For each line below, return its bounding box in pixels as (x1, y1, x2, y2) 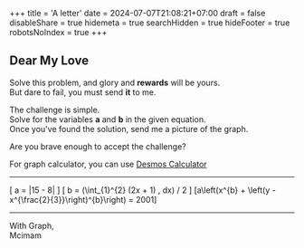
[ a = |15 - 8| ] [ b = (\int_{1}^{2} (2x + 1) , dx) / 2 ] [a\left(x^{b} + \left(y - (9, 185, 276, 196)
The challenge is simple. (9, 104, 100, 115)
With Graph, (9, 220, 54, 231)
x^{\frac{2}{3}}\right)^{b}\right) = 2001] (9, 194, 157, 205)
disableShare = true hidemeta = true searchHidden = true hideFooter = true (9, 17, 290, 28)
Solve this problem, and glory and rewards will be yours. (9, 77, 221, 88)
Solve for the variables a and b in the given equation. (9, 113, 206, 125)
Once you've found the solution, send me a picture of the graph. (9, 123, 249, 134)
